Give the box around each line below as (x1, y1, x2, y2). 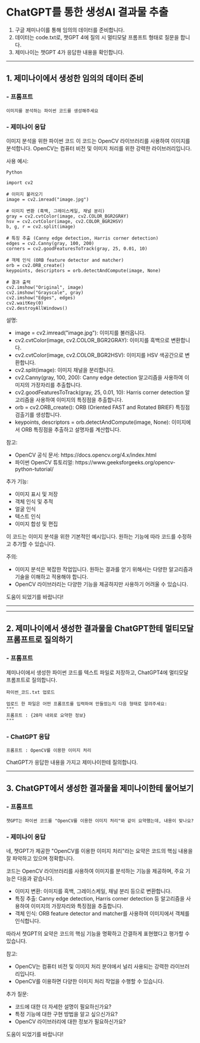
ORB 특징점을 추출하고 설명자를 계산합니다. (21, 426, 121, 433)
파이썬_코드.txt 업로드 (6, 689, 55, 695)
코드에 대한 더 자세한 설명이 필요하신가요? (14, 1002, 112, 1010)
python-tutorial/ (14, 465, 54, 473)
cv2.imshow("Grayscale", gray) (6, 290, 84, 296)
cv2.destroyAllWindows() (6, 305, 68, 311)
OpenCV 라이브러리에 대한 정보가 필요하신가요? (14, 1017, 126, 1025)
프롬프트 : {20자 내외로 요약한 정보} (6, 712, 86, 718)
